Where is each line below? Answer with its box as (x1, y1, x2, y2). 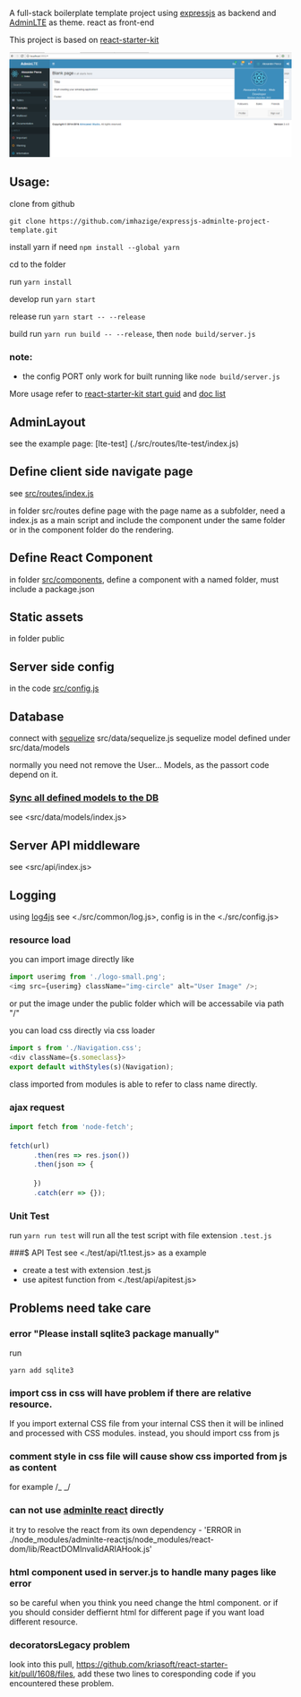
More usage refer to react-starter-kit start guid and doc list (9, 389, 227, 400)
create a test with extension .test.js (21, 1265, 151, 1276)
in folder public (9, 633, 65, 644)
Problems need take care (9, 1300, 151, 1315)
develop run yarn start (9, 293, 96, 304)
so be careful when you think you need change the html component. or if (9, 1598, 279, 1608)
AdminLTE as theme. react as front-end (9, 17, 155, 28)
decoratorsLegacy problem (9, 1639, 131, 1651)
